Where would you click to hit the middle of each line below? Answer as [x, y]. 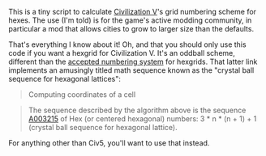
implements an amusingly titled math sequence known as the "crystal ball [131, 70]
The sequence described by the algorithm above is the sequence [137, 110]
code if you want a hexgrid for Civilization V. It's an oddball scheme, [122, 53]
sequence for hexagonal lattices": [65, 79]
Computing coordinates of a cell [82, 95]
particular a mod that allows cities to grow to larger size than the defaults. [131, 29]
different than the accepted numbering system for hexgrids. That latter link [133, 61]
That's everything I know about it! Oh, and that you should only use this [127, 44]
